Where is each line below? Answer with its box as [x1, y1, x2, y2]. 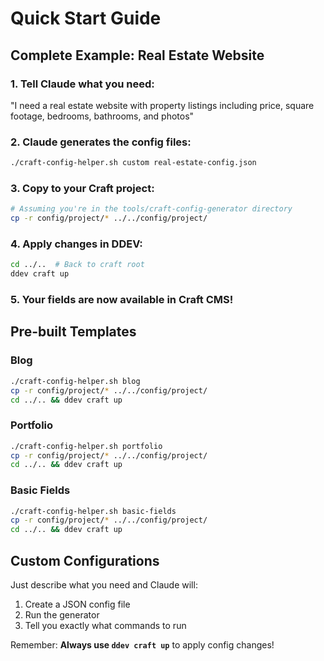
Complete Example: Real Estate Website [10, 47, 265, 64]
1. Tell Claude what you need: [10, 77, 155, 91]
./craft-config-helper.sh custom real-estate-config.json [10, 158, 257, 168]
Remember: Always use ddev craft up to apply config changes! [10, 639, 275, 651]
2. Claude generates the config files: [10, 135, 192, 149]
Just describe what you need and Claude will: [10, 579, 198, 591]
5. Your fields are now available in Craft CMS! [10, 293, 234, 307]
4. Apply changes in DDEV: [10, 237, 143, 251]
